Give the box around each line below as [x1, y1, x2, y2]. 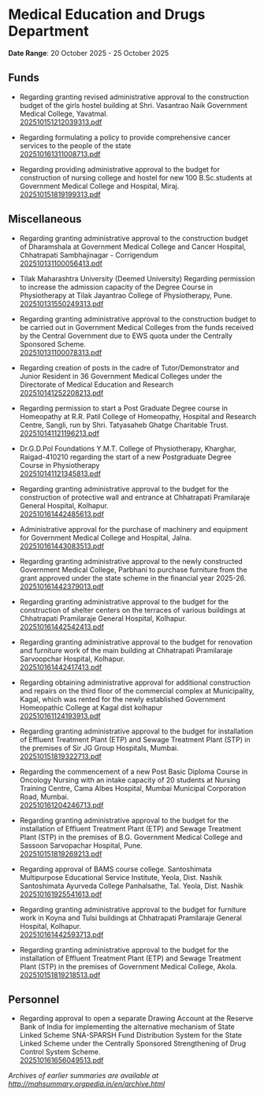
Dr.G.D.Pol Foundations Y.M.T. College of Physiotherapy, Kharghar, [19, 444, 236, 453]
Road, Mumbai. [19, 792, 69, 801]
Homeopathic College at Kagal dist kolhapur [19, 703, 163, 712]
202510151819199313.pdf [19, 189, 101, 199]
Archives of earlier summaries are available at [8, 1071, 159, 1080]
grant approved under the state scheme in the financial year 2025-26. [19, 573, 247, 582]
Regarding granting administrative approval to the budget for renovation [19, 637, 254, 647]
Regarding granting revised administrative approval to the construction [19, 92, 250, 102]
